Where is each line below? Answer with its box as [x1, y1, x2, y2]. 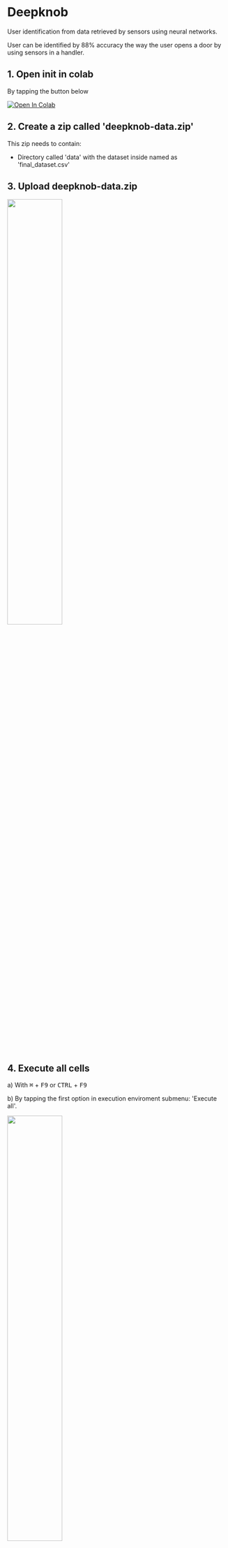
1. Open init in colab [7, 68, 94, 80]
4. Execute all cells [7, 1062, 90, 1074]
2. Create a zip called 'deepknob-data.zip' [7, 121, 194, 133]
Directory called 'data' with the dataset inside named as [17, 153, 178, 161]
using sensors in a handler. [7, 48, 85, 57]
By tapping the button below [7, 87, 89, 95]
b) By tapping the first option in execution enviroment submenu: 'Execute [7, 1094, 218, 1103]
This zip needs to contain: [7, 139, 82, 147]
